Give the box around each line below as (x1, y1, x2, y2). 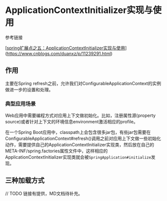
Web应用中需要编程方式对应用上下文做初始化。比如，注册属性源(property (5, 112, 156, 118)
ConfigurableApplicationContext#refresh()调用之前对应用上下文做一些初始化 (5, 135, 162, 142)
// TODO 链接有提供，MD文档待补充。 (5, 190, 83, 197)
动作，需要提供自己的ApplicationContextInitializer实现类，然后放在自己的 (5, 142, 154, 148)
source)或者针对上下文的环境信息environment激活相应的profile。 (5, 119, 138, 125)
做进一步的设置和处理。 (5, 87, 53, 93)
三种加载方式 (5, 176, 45, 185)
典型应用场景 (5, 100, 36, 107)
